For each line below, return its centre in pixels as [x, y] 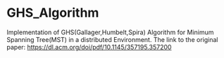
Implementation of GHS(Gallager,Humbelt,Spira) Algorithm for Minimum [110, 32]
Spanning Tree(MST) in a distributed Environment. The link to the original [112, 39]
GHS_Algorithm [53, 13]
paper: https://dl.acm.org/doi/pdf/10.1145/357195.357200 [89, 47]
